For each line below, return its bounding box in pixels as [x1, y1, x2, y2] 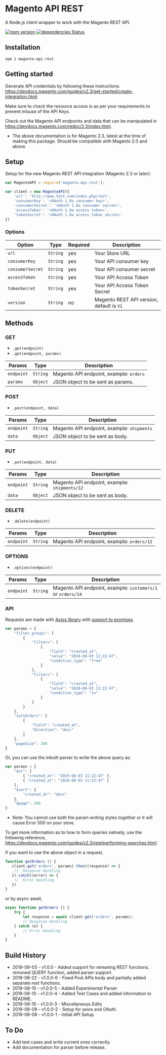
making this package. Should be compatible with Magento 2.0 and [12, 138, 147, 144]
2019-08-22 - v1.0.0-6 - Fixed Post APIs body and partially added [12, 975, 146, 981]
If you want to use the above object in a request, [5, 850, 104, 856]
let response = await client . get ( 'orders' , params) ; [23, 914, 134, 919]
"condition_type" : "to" [49, 691, 98, 696]
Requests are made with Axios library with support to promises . [5, 617, 134, 623]
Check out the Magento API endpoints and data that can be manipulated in [5, 118, 157, 124]
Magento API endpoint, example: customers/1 [52, 584, 158, 591]
